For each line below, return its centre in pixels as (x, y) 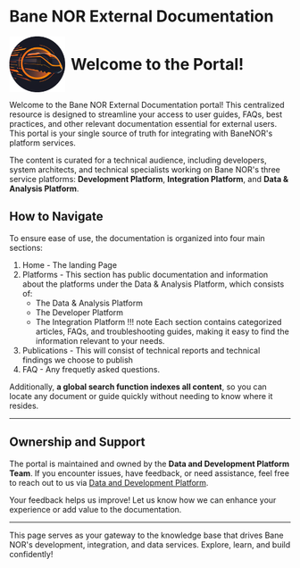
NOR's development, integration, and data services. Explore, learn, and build (150, 544)
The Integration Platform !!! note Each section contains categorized (158, 322)
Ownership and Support (77, 443)
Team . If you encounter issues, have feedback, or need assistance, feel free (150, 473)
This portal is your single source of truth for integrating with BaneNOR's (141, 133)
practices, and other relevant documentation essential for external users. (143, 123)
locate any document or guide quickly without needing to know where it (141, 396)
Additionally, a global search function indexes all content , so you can (138, 387)
